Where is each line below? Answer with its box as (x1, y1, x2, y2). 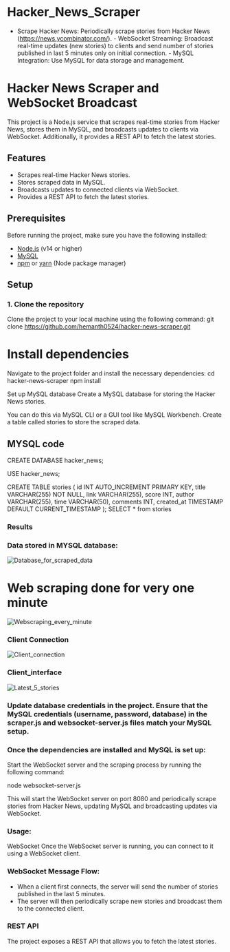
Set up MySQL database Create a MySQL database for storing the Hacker (7, 390, 216, 398)
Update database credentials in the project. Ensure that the (7, 701, 208, 710)
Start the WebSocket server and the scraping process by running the (7, 760, 202, 769)
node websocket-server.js (7, 781, 81, 789)
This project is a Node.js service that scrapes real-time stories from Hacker (7, 118, 220, 126)
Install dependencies (7, 346, 129, 362)
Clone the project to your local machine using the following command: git (7, 315, 214, 324)
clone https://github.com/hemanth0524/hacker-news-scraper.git (7, 322, 191, 331)
